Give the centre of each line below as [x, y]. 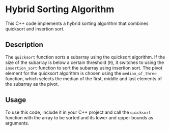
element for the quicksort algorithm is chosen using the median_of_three [81, 73]
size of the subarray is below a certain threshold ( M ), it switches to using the [85, 62]
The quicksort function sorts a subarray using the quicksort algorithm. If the [85, 57]
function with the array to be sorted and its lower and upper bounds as [79, 117]
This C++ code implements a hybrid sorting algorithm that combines [77, 23]
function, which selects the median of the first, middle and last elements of [84, 78]
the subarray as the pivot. [32, 84]
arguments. [17, 123]
